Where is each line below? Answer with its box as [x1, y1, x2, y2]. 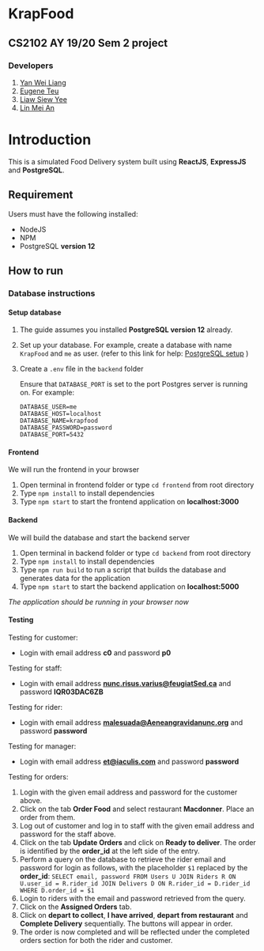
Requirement [8, 188, 74, 202]
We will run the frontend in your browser [8, 465, 140, 474]
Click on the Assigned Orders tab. [19, 902, 132, 911]
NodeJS [19, 225, 47, 234]
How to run [8, 264, 64, 277]
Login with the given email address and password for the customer [19, 787, 238, 797]
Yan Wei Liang [19, 77, 66, 87]
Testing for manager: [8, 741, 77, 751]
